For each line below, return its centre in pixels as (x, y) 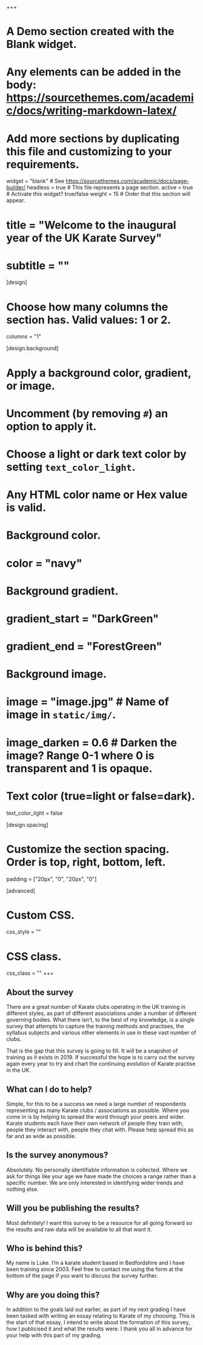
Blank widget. (42, 45)
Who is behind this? (45, 1248)
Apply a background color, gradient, (99, 373)
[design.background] (32, 348)
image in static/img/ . (61, 715)
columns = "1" (24, 337)
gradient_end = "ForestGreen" (84, 646)
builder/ (16, 187)
